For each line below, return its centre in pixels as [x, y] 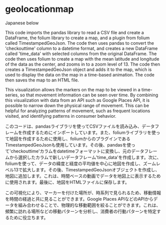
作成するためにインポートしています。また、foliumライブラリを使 [89, 132]
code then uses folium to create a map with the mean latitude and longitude [82, 59]
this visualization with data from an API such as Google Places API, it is [78, 100]
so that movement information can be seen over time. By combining [89, 95]
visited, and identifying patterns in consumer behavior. [61, 116]
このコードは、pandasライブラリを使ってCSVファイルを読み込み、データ [80, 126]
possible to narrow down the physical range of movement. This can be [77, 105]
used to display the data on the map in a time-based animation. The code [80, 75]
